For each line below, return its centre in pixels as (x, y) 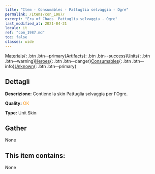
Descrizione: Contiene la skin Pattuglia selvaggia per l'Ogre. (66, 94)
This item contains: (35, 156)
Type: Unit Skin (21, 113)
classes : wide (20, 42)
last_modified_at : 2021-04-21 (36, 23)
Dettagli (17, 82)
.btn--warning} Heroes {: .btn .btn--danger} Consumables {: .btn (68, 61)
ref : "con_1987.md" (25, 33)
